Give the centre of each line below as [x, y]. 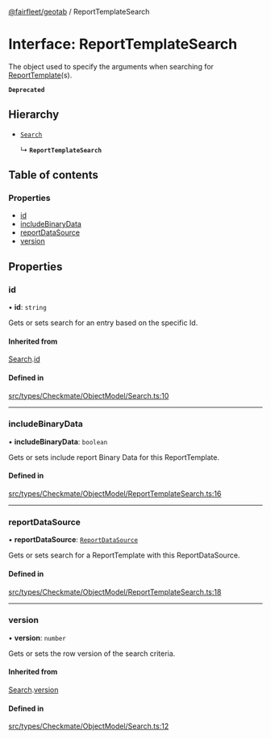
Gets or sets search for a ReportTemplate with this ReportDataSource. [124, 555]
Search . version [33, 690]
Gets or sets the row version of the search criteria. [92, 653]
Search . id [24, 359]
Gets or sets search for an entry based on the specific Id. [103, 323]
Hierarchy [34, 115]
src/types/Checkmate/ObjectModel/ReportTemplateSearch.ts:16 [115, 494]
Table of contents [53, 175]
